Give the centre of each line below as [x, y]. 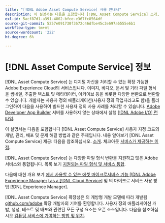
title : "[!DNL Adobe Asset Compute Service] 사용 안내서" [63, 10]
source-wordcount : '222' [31, 32]
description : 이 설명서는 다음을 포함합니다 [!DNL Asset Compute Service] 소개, [82, 14]
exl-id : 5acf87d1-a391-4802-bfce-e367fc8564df [54, 19]
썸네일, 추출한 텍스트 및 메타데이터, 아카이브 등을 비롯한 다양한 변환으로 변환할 [85, 94]
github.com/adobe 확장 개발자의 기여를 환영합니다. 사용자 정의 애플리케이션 [78, 203]
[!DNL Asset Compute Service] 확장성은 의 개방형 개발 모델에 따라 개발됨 [76, 197]
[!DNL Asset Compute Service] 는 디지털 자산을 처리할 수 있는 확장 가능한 [77, 82]
